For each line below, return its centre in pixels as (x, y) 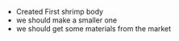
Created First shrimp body (59, 12)
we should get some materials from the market (94, 29)
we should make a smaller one (67, 20)
